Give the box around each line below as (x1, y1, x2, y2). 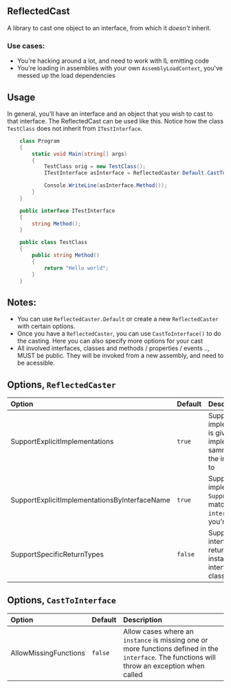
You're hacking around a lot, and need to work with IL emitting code (16, 57, 210, 65)
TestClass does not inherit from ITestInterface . (7, 124, 143, 132)
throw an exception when (122, 661, 205, 671)
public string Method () (32, 252, 100, 259)
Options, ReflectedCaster (7, 378, 117, 390)
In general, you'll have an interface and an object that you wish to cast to (7, 110, 213, 118)
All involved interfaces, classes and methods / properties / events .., (16, 344, 210, 352)
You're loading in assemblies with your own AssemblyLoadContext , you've (16, 64, 223, 72)
